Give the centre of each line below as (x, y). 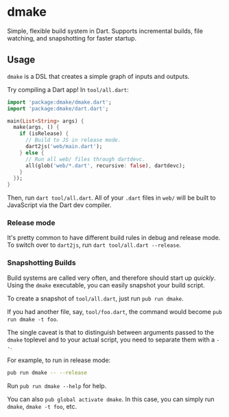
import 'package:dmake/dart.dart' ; (58, 108)
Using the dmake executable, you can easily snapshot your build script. (106, 285)
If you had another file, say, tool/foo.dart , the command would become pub (115, 311)
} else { (32, 153)
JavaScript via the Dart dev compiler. (59, 205)
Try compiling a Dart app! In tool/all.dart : (68, 89)
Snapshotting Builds (42, 263)
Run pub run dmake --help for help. (57, 385)
